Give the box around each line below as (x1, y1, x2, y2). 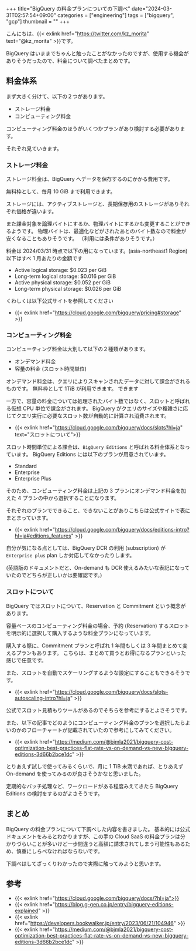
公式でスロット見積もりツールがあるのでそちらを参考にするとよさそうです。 (6, 707, 190, 714)
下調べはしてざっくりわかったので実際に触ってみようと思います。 (6, 860, 164, 867)
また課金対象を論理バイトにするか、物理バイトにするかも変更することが (6, 220, 180, 227)
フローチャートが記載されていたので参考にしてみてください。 (26, 726, 175, 733)
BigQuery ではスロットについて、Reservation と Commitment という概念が (6, 602, 186, 609)
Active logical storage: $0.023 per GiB (14, 267, 107, 274)
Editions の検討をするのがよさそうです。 (6, 789, 104, 797)
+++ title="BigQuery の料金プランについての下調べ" (6, 5, 130, 12)
